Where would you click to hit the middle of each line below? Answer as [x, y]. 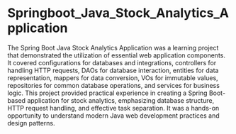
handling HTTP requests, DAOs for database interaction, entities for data [113, 70]
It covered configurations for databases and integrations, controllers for [112, 62]
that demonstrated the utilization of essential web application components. [116, 55]
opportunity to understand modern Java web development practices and [113, 116]
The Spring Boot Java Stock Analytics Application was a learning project [113, 48]
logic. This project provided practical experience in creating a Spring [107, 93]
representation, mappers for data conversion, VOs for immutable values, [113, 78]
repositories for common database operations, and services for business [113, 85]
